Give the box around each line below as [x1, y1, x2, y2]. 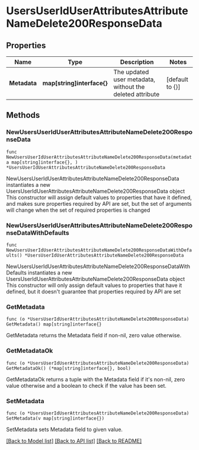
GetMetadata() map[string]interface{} [6, 321, 102, 327]
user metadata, [113, 75, 156, 84]
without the [113, 83, 145, 91]
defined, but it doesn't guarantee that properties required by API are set [6, 288, 181, 295]
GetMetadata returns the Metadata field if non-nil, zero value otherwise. [6, 332, 182, 339]
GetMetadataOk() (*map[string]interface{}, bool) [6, 365, 131, 371]
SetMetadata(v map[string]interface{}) [6, 415, 105, 422]
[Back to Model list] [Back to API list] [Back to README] [6, 437, 142, 444]
